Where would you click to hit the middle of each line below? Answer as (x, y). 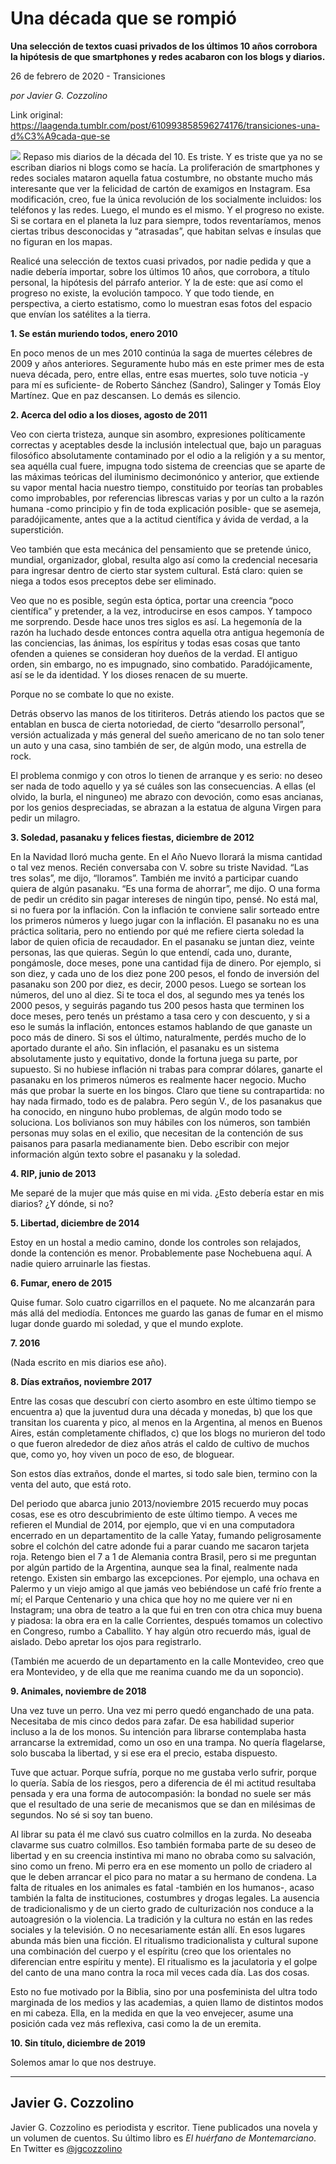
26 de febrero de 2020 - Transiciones (88, 76)
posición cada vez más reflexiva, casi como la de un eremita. (136, 2023)
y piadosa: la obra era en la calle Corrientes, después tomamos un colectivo (166, 1620)
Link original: (36, 114)
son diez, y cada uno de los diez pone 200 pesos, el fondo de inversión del (165, 973)
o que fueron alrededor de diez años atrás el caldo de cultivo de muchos (160, 1443)
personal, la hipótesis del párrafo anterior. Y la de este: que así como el (156, 282)
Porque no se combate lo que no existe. (92, 694)
